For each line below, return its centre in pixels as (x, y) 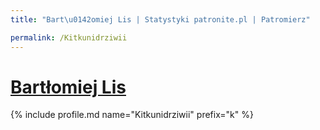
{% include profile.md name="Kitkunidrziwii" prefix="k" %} (132, 115)
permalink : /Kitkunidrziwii (69, 37)
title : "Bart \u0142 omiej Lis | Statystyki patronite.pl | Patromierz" (160, 19)
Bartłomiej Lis (68, 87)
